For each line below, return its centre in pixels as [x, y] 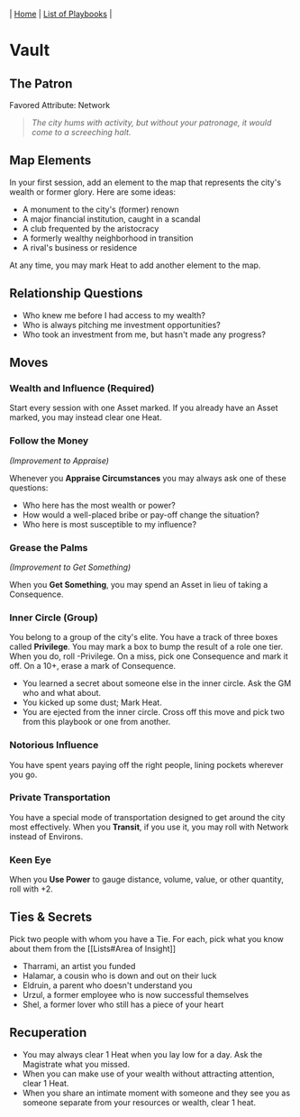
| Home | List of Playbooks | [61, 14]
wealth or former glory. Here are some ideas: [93, 192]
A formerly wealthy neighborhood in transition [108, 238]
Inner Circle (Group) [54, 618]
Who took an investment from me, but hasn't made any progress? [144, 334]
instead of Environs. [46, 836]
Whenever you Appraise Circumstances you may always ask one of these [148, 478]
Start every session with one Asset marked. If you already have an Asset [144, 408]
